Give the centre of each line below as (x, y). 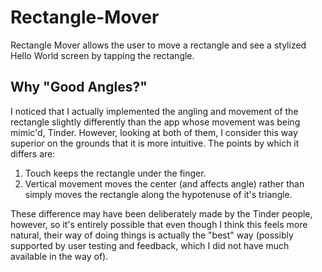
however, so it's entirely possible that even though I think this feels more (159, 224)
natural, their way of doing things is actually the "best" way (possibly (152, 235)
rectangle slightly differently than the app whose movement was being (155, 122)
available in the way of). (59, 256)
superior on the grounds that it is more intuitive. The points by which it (155, 143)
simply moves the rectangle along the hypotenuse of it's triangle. (158, 194)
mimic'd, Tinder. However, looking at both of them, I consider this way (154, 132)
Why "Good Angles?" (79, 87)
